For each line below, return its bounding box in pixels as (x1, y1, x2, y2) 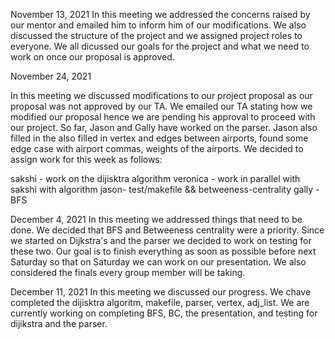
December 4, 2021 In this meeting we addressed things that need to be (10, 214, 303, 225)
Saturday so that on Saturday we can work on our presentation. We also (10, 256, 307, 268)
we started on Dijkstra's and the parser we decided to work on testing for (10, 235, 312, 246)
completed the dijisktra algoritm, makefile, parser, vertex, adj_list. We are (10, 297, 310, 308)
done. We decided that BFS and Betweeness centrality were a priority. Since (10, 224, 325, 236)
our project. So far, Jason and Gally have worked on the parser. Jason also (10, 122, 318, 133)
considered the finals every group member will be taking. (10, 267, 246, 278)
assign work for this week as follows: (10, 154, 163, 165)
